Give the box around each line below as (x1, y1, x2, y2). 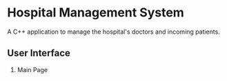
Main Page (17, 65, 48, 73)
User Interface (7, 47, 71, 59)
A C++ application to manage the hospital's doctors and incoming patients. (7, 27, 221, 36)
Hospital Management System (7, 5, 184, 21)
